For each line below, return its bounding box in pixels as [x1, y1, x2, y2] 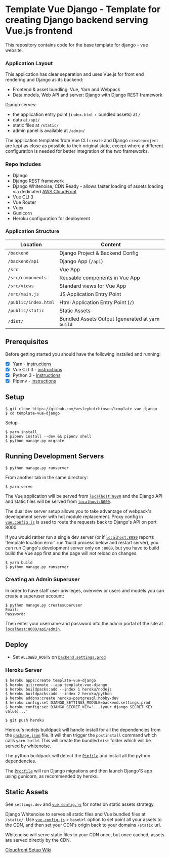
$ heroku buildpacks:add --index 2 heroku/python [5, 691, 112, 696]
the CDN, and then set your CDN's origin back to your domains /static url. [5, 822, 161, 828]
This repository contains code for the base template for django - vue [5, 41, 148, 48]
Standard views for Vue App [59, 282, 126, 289]
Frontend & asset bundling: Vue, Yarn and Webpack [12, 87, 120, 93]
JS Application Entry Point [59, 290, 121, 297]
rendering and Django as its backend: [5, 77, 83, 83]
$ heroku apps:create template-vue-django [5, 678, 96, 683]
